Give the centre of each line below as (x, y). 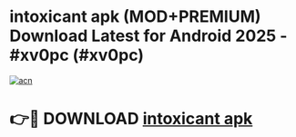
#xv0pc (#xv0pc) (77, 55)
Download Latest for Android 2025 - (148, 36)
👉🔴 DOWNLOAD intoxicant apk (131, 119)
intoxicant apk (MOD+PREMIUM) (135, 17)
